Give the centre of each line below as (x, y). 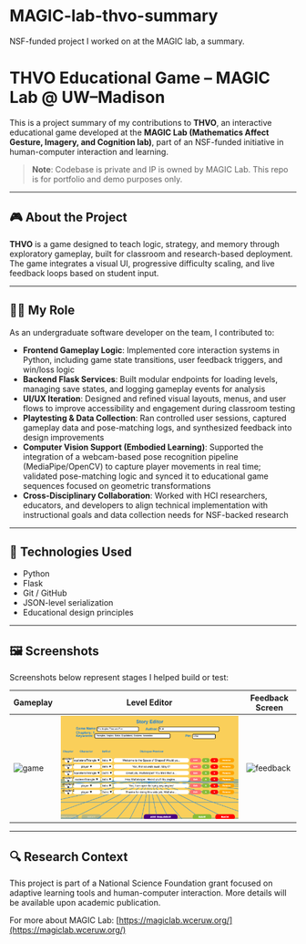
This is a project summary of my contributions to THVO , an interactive (141, 122)
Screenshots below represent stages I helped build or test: (119, 678)
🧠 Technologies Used (71, 551)
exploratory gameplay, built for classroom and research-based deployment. (151, 254)
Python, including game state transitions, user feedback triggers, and (153, 359)
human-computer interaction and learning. (89, 151)
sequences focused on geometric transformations (117, 485)
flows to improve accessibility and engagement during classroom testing (159, 408)
